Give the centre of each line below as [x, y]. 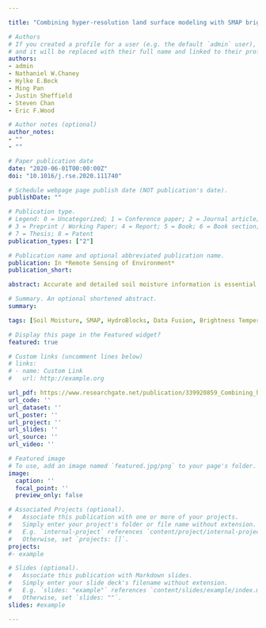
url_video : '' [32, 444]
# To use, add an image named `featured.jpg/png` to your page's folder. [133, 466]
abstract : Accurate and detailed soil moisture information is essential [133, 285]
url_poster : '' [33, 415]
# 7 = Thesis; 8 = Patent [51, 234]
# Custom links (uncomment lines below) [76, 356]
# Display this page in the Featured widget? [84, 335]
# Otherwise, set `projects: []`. [68, 539]
